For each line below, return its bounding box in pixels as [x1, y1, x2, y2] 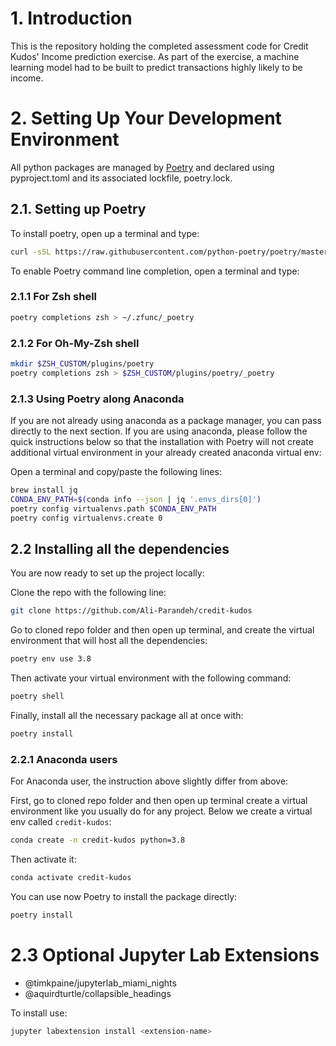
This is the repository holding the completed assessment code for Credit [10, 40, 309, 52]
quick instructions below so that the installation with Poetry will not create [10, 436, 314, 448]
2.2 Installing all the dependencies [10, 540, 230, 557]
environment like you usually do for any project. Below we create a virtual [10, 805, 313, 817]
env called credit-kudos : [10, 816, 112, 828]
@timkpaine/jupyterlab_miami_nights [24, 977, 177, 989]
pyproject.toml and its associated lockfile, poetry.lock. [10, 172, 233, 184]
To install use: [10, 1007, 68, 1019]
